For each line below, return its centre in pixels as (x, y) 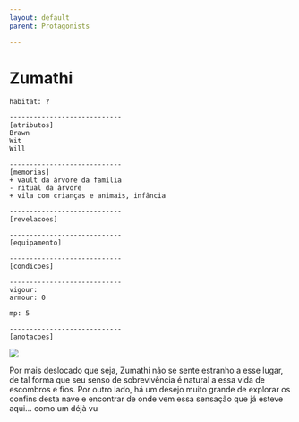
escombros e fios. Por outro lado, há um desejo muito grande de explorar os (150, 390)
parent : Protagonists (50, 26)
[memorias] (30, 172)
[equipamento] (36, 243)
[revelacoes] (34, 220)
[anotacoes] (31, 337)
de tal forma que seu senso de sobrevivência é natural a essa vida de (137, 380)
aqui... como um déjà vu (54, 409)
